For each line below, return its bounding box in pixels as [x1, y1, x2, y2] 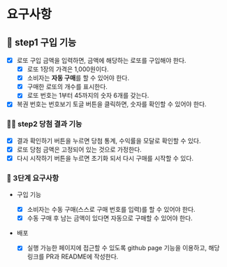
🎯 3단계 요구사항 [6, 173, 59, 182]
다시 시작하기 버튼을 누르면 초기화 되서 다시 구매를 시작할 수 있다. [16, 154, 193, 162]
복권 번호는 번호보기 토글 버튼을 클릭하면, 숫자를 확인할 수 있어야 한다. [16, 100, 207, 108]
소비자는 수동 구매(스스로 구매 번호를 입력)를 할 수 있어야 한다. [27, 205, 196, 214]
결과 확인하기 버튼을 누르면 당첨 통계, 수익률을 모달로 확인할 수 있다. [16, 136, 201, 145]
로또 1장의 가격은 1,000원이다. [27, 65, 109, 73]
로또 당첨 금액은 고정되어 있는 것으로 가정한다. [16, 145, 142, 154]
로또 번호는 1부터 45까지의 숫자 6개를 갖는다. [27, 92, 149, 100]
